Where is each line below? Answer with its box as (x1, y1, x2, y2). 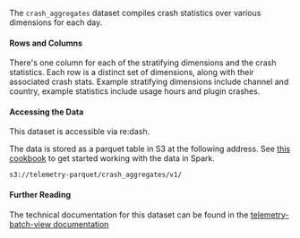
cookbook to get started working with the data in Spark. (9, 153, 215, 164)
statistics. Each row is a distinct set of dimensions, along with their (9, 67, 255, 78)
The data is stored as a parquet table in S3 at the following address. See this (9, 143, 291, 155)
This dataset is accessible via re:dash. (9, 126, 150, 137)
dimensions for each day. (9, 17, 103, 28)
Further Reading (9, 190, 72, 200)
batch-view (9, 218, 52, 229)
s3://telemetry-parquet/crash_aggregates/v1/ (9, 170, 182, 180)
